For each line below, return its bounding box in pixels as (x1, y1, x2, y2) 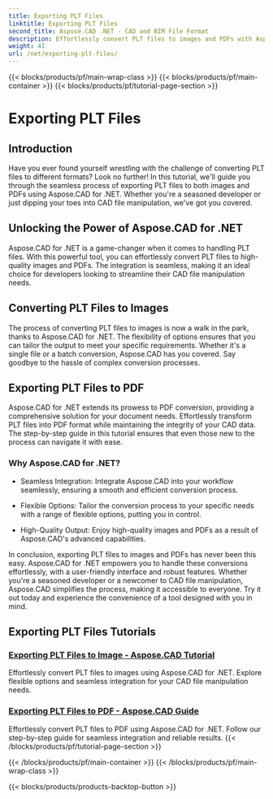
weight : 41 (8, 42, 45, 50)
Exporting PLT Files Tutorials (8, 625, 157, 639)
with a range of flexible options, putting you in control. (19, 509, 201, 519)
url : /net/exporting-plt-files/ (8, 50, 118, 58)
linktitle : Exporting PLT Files (8, 20, 118, 28)
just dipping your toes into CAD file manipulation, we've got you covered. (8, 198, 253, 208)
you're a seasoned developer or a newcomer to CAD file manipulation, (8, 575, 244, 585)
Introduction (8, 142, 73, 156)
